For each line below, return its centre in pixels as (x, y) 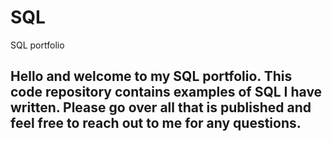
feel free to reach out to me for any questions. (156, 123)
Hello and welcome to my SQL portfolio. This (151, 76)
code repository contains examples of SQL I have (166, 92)
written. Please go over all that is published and (161, 107)
